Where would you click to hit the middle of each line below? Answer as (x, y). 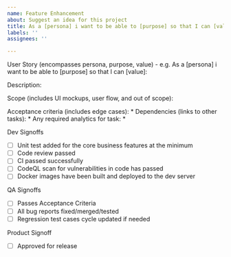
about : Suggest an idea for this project (67, 20)
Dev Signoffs (25, 132)
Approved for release (47, 246)
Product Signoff (30, 232)
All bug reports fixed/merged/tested (68, 211)
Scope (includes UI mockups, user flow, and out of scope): (90, 98)
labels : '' (23, 33)
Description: (24, 85)
